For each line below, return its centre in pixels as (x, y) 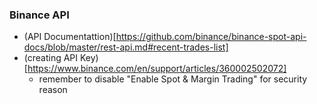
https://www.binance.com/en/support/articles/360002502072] (157, 69)
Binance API (39, 15)
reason (53, 90)
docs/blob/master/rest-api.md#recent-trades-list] (126, 47)
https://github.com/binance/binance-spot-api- (211, 37)
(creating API (51, 58)
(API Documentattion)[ (70, 37)
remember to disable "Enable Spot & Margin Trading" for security (173, 79)
